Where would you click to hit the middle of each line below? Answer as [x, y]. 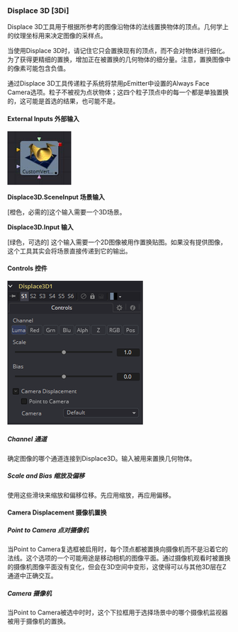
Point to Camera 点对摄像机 [48, 530]
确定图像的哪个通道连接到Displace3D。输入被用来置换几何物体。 [102, 458]
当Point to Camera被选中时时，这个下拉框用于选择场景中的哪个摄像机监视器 [118, 613]
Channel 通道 [27, 439]
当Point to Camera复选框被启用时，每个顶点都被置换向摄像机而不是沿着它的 [118, 549]
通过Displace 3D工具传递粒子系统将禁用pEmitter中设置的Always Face [108, 84]
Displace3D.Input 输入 [40, 227]
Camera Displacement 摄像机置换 [57, 512]
